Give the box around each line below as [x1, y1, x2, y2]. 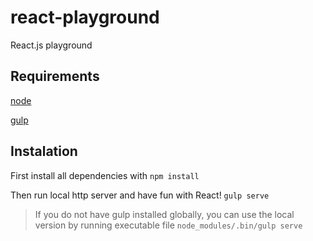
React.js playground [10, 39, 93, 51]
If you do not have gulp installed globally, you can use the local [34, 208, 295, 220]
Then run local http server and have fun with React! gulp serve [10, 189, 270, 201]
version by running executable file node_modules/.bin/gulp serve [34, 219, 303, 231]
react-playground [10, 6, 160, 29]
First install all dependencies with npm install [10, 169, 200, 181]
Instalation [10, 143, 78, 160]
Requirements [10, 68, 100, 85]
